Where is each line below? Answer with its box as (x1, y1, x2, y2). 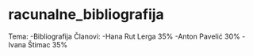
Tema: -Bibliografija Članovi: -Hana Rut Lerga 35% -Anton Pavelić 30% (8, 32, 240, 41)
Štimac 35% (27, 39, 68, 49)
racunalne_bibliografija (8, 6, 164, 24)
